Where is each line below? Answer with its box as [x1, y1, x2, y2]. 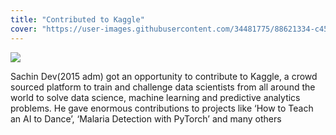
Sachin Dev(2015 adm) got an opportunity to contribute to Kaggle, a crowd [10, 70, 318, 82]
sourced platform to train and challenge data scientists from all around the [10, 81, 316, 93]
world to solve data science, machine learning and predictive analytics [10, 91, 301, 103]
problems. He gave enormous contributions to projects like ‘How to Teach [10, 102, 314, 114]
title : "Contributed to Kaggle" [10, 14, 145, 25]
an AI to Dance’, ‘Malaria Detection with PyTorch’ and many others [10, 112, 282, 125]
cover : [10, 24, 38, 34]
